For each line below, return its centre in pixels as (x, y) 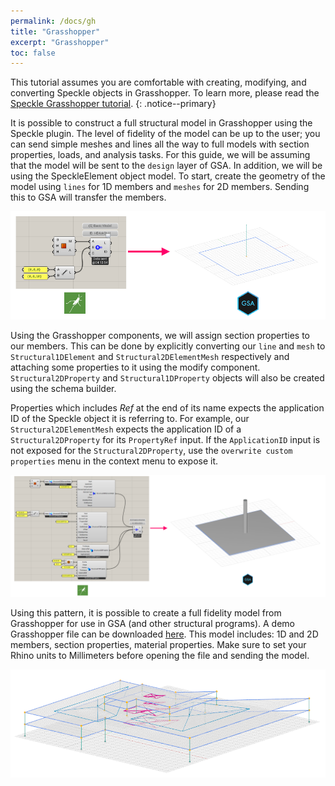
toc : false (33, 53)
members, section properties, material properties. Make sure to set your (158, 645)
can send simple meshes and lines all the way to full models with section (160, 144)
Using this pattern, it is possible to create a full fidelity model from (146, 613)
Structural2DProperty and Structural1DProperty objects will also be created (167, 377)
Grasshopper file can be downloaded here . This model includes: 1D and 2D (164, 634)
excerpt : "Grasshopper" (60, 42)
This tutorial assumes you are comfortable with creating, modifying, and (158, 82)
